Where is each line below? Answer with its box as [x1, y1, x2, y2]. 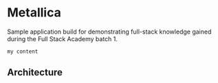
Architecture [7, 67, 63, 78]
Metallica [7, 5, 62, 21]
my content [7, 48, 39, 55]
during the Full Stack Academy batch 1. [7, 34, 118, 43]
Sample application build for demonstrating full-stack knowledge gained [7, 27, 212, 36]
